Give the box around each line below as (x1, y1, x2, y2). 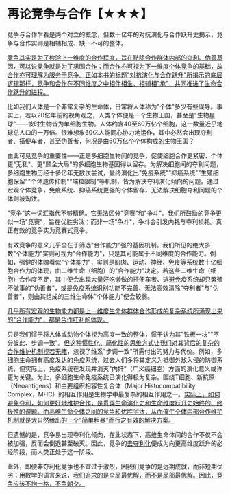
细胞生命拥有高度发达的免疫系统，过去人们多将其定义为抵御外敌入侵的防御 (7, 355, 217, 364)
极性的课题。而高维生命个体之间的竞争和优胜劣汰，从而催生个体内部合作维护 (7, 407, 223, 416)
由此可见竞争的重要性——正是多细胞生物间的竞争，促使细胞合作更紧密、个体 (7, 151, 223, 159)
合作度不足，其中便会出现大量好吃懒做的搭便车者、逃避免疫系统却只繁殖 (18, 275, 223, 283)
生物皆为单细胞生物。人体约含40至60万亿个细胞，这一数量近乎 (40, 120, 217, 128)
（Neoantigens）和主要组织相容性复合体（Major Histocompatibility (7, 381, 196, 390)
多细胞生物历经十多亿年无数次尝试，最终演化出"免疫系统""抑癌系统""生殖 (7, 168, 214, 177)
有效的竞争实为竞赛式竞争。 (12, 226, 91, 234)
